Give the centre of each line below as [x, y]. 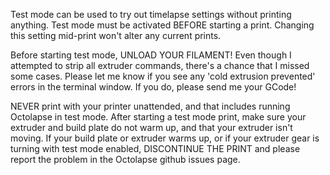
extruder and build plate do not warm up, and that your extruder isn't [151, 127]
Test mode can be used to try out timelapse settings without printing [151, 14]
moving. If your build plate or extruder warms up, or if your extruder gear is [165, 138]
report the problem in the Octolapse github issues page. [125, 159]
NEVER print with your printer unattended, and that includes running [150, 106]
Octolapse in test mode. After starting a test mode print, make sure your [158, 117]
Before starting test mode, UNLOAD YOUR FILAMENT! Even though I [151, 55]
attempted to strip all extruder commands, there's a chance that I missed [160, 65]
